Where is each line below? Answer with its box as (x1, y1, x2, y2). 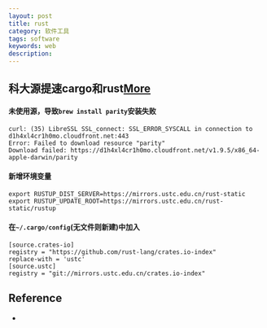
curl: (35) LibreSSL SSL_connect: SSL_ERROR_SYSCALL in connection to (8, 125, 253, 133)
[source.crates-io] (8, 241, 75, 249)
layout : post (8, 11, 53, 20)
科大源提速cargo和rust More (8, 82, 151, 96)
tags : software (8, 34, 60, 43)
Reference (8, 291, 63, 305)
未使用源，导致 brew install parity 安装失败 (8, 106, 157, 116)
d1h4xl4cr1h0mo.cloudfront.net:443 (8, 132, 129, 140)
